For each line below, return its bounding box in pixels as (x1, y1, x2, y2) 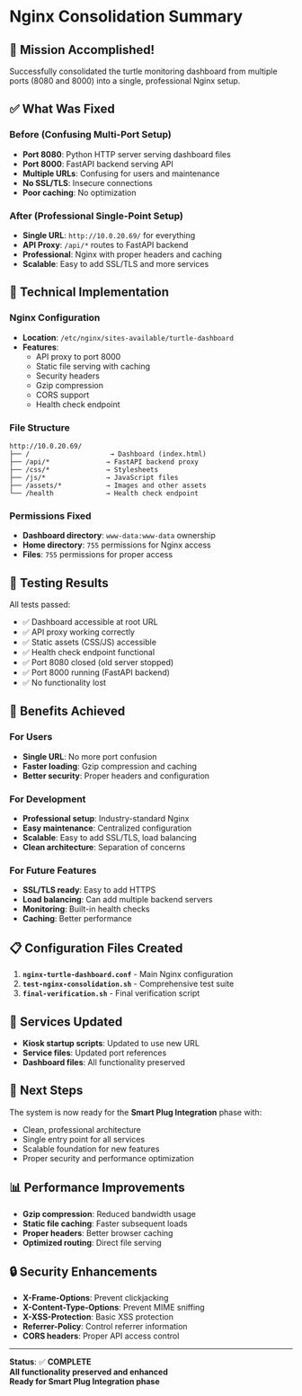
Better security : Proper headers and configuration (22, 770, 209, 781)
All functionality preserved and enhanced (9, 1366, 168, 1377)
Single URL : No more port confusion (22, 751, 157, 761)
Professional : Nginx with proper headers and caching (22, 249, 222, 260)
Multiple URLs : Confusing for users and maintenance (22, 168, 220, 179)
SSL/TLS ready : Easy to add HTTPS (22, 885, 156, 895)
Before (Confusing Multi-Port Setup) (9, 129, 173, 141)
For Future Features (9, 864, 97, 876)
